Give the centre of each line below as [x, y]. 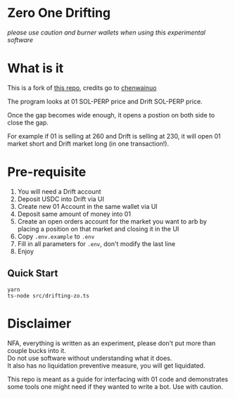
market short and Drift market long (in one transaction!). [88, 143]
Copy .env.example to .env [56, 236]
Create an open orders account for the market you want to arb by [112, 221]
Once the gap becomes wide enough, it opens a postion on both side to [111, 115]
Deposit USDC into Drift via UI [61, 199]
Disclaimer [39, 323]
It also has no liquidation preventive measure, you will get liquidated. [106, 365]
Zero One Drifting [59, 13]
